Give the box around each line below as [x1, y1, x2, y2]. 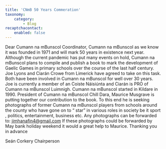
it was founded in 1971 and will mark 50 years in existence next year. [5, 49, 145, 55]
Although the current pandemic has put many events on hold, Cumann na [5, 55, 155, 60]
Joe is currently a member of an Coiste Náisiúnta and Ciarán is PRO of [5, 81, 149, 87]
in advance [5, 129, 28, 134]
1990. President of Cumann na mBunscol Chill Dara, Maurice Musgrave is [5, 91, 155, 97]
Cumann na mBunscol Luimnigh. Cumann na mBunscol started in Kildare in [5, 86, 158, 92]
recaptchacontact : [5, 26, 43, 31]
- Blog [23, 21, 37, 26]
